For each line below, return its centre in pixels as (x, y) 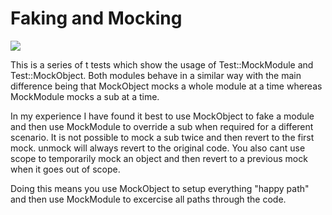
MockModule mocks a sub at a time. (85, 96)
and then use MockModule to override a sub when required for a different (162, 126)
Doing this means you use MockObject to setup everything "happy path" (160, 188)
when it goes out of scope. (65, 169)
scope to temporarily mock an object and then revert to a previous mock (159, 158)
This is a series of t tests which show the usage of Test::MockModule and (162, 64)
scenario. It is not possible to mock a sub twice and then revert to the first (162, 137)
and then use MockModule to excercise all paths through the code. (148, 199)
